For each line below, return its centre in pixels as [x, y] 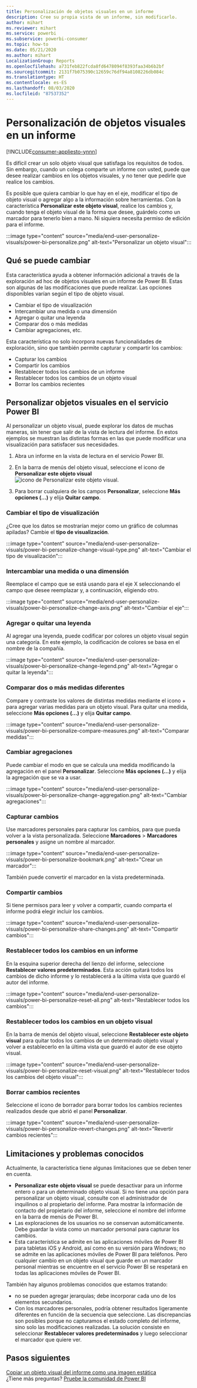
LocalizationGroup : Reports [41, 61]
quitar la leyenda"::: [30, 672]
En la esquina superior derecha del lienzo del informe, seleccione [85, 964]
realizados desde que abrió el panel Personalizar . [67, 1111]
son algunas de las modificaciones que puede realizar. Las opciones [89, 287]
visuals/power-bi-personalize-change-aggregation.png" [74, 795]
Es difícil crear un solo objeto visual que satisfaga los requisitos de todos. [95, 163]
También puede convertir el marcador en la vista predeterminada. [86, 877]
